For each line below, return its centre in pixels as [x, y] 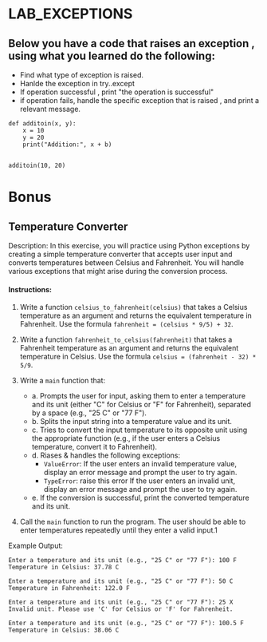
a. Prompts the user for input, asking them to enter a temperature [138, 396]
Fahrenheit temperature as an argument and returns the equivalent [129, 348]
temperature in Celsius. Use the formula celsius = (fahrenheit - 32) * [138, 357]
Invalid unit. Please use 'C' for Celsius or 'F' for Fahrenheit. [121, 609]
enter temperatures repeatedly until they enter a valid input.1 [118, 530]
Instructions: [30, 289]
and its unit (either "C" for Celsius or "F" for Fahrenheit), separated [141, 405]
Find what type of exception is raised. [82, 75]
